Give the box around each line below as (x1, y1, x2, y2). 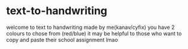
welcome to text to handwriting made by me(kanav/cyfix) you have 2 (6, 24, 175, 31)
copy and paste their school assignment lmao (6, 36, 118, 43)
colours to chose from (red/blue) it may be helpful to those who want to (6, 30, 182, 37)
